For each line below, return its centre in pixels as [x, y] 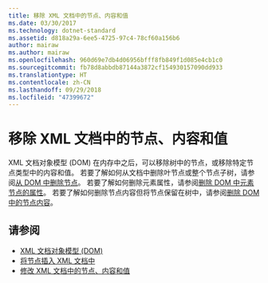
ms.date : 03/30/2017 [43, 23]
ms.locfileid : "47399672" [51, 97]
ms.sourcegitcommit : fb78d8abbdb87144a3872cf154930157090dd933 [116, 68]
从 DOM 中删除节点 [47, 183]
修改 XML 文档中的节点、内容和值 [75, 271]
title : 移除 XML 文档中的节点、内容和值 [69, 16]
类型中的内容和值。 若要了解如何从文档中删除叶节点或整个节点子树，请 [131, 173]
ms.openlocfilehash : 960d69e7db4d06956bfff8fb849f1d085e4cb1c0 [116, 61]
